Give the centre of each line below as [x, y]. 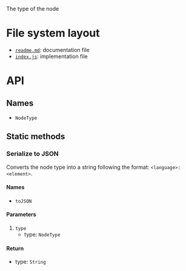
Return [15, 248]
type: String [31, 262]
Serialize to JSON [32, 154]
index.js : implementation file [51, 56]
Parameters [21, 215]
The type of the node [33, 9]
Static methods [36, 136]
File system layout [53, 33]
